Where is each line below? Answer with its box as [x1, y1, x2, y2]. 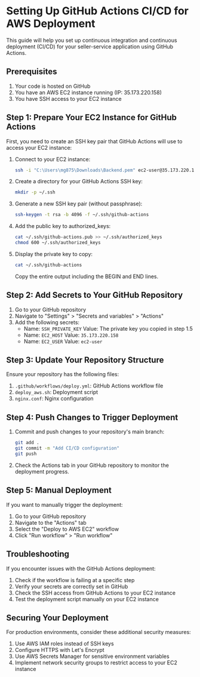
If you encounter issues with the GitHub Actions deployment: [6, 565, 156, 572]
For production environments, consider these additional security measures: [6, 629, 191, 636]
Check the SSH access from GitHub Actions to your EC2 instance [14, 589, 176, 596]
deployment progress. [14, 467, 70, 475]
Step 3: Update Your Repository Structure [6, 355, 164, 365]
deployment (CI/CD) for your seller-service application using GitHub [6, 43, 174, 50]
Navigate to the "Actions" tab [14, 519, 87, 526]
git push [14, 451, 37, 457]
